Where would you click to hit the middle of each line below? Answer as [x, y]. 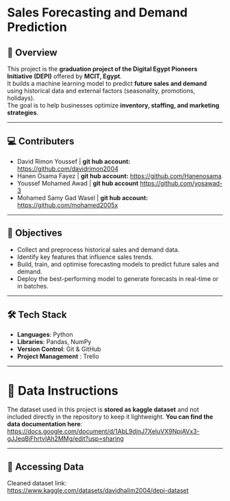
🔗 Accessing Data [46, 466]
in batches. [33, 286]
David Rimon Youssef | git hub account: [74, 161]
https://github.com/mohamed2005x [67, 205]
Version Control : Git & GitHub [59, 349]
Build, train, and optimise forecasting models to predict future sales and [118, 264]
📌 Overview [32, 52]
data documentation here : [45, 424]
